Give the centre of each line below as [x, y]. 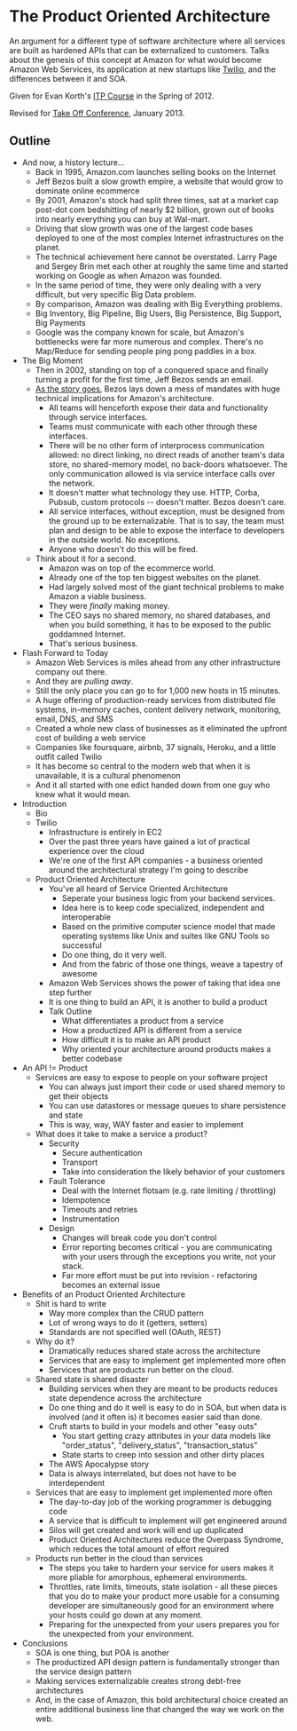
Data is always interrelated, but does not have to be [142, 1473]
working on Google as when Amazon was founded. [129, 275]
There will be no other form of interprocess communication [156, 445]
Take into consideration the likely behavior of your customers [173, 1171]
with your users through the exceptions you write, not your [169, 1256]
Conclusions [45, 1643]
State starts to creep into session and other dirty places [163, 1454]
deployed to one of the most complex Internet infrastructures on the [159, 238]
